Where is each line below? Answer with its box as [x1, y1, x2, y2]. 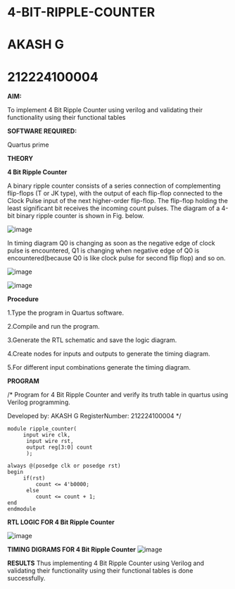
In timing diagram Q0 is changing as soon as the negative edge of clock [7, 239, 216, 248]
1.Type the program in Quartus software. [7, 308, 125, 317]
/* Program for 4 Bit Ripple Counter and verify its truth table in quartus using [7, 391, 229, 399]
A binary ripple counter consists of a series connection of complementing [7, 181, 221, 190]
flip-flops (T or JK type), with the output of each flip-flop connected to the [7, 189, 223, 198]
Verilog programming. [7, 398, 70, 406]
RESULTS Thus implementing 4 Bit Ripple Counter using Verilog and [7, 559, 205, 568]
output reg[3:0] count [25, 444, 93, 451]
